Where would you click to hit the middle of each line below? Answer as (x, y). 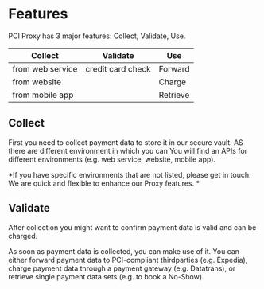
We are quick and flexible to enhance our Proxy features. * (104, 183)
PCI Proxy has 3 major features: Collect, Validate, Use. (97, 36)
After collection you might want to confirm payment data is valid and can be (132, 227)
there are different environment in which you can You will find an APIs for (128, 150)
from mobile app (43, 95)
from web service (45, 68)
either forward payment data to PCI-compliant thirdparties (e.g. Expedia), (128, 260)
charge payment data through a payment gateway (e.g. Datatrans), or (122, 268)
